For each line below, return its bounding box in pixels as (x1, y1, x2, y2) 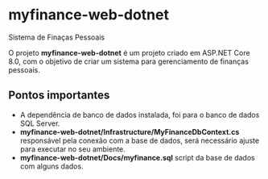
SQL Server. (19, 119, 60, 128)
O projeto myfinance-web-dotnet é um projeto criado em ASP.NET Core (8, 48, 251, 57)
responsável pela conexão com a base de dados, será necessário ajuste (19, 135, 260, 145)
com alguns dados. (19, 161, 84, 171)
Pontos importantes (8, 89, 110, 102)
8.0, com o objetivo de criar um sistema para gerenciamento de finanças (8, 56, 249, 66)
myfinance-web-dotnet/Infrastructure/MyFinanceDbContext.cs (19, 127, 240, 136)
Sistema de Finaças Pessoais (8, 32, 105, 42)
